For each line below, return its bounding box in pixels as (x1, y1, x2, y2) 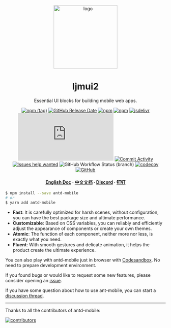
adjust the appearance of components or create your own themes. (12, 225, 152, 232)
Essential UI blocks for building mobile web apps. (34, 97, 137, 104)
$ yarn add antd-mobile (5, 200, 56, 205)
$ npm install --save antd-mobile (5, 190, 79, 196)
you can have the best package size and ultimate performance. (12, 214, 146, 220)
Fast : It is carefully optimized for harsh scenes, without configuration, (12, 209, 159, 215)
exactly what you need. (12, 236, 62, 242)
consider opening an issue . (5, 277, 62, 283)
